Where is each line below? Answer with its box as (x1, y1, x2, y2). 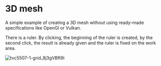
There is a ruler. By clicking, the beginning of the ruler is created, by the (5, 34, 153, 40)
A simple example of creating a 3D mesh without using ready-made (5, 19, 144, 25)
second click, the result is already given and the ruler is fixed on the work (5, 39, 156, 45)
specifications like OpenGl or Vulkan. (5, 24, 81, 30)
